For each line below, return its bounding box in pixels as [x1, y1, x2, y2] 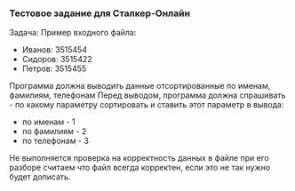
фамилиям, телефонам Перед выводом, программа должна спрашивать [9, 90, 286, 100]
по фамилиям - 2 [21, 126, 87, 137]
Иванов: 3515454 [21, 44, 87, 55]
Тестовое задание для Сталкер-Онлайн [9, 7, 191, 20]
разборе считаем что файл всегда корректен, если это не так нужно [9, 163, 271, 173]
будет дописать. [9, 171, 71, 182]
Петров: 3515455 [21, 63, 87, 74]
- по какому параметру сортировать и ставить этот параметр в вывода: [9, 99, 284, 110]
